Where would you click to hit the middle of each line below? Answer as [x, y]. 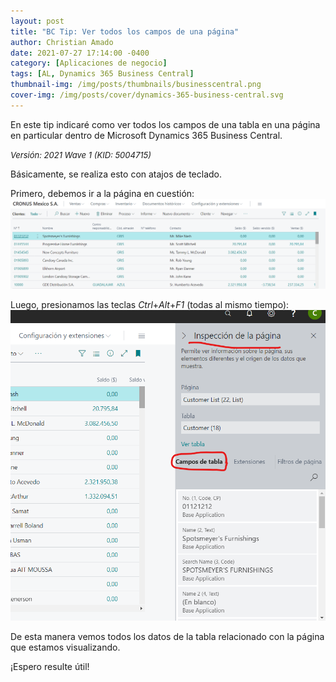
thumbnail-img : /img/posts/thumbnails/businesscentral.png [136, 85]
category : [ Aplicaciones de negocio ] [89, 63]
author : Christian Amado [62, 42]
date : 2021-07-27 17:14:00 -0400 [80, 53]
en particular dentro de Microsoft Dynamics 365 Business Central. [146, 135]
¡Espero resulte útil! [50, 666]
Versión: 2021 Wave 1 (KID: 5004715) [81, 154]
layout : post [37, 21]
